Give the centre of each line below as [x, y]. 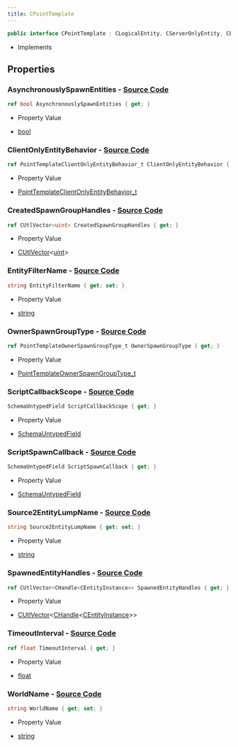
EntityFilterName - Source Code [63, 271]
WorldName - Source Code [55, 694]
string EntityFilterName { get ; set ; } [66, 285]
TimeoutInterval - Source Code [62, 633]
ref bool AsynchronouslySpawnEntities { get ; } [79, 104]
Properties [31, 69]
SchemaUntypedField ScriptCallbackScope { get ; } [82, 407]
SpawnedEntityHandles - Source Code [75, 573]
